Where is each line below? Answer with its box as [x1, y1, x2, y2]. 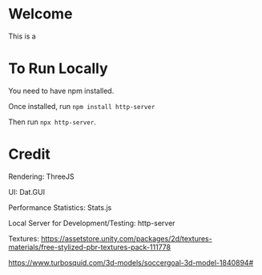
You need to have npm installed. [8, 86, 115, 95]
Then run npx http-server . [8, 117, 96, 127]
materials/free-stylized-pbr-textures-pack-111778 [8, 242, 171, 252]
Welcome [8, 5, 73, 23]
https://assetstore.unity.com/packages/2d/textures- [41, 233, 212, 243]
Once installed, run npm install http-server [8, 101, 155, 111]
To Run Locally [8, 59, 108, 78]
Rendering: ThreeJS [8, 172, 75, 181]
